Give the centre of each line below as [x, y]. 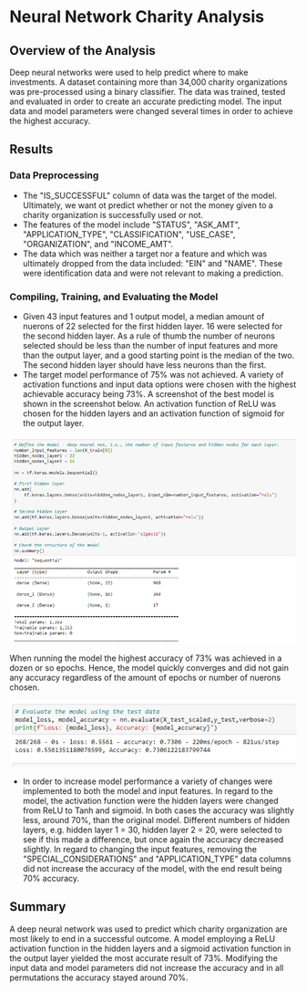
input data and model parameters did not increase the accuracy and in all [147, 967]
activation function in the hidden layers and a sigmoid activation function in [150, 948]
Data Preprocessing [54, 175]
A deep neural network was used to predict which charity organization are [148, 929]
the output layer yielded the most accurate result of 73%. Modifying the [143, 958]
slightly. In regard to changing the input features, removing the [140, 849]
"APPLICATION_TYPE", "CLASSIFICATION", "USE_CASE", [129, 234]
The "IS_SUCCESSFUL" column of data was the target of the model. [150, 195]
